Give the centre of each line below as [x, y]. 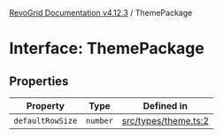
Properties [39, 81]
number [99, 121]
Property [45, 106]
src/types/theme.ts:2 [165, 121]
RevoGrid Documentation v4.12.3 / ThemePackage [101, 13]
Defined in [165, 106]
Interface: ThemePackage [107, 49]
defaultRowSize [46, 121]
